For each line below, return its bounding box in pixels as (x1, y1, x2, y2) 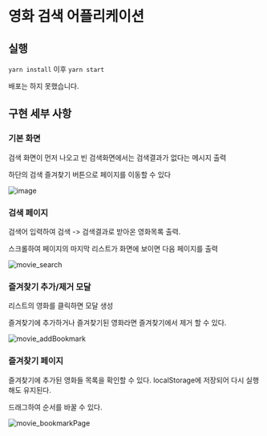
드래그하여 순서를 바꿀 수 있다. (8, 402, 103, 412)
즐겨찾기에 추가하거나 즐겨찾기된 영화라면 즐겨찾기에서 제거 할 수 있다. (8, 318, 227, 328)
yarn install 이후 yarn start (8, 65, 105, 74)
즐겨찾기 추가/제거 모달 (8, 281, 91, 292)
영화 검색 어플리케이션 (8, 7, 144, 26)
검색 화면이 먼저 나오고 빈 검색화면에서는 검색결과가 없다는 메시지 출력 (8, 153, 227, 162)
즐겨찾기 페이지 (8, 355, 64, 366)
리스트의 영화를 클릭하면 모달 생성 (8, 301, 114, 310)
